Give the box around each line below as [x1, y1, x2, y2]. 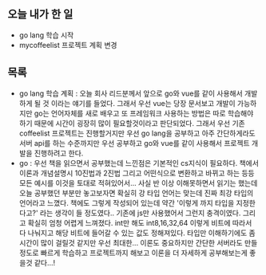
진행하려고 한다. [34, 148, 84, 158]
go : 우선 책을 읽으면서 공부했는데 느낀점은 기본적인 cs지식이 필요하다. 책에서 [18, 158, 259, 167]
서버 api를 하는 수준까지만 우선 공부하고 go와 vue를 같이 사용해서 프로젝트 [18, 138, 250, 147]
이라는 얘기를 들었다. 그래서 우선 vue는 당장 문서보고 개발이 [50, 98, 236, 108]
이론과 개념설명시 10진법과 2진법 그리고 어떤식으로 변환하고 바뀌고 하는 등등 [18, 168, 255, 178]
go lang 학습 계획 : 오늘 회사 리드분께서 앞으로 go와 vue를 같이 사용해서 [18, 88, 243, 98]
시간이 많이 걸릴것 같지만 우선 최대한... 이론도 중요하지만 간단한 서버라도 [18, 238, 243, 247]
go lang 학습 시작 [18, 30, 74, 40]
